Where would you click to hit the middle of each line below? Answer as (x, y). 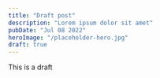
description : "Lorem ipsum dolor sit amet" (81, 23)
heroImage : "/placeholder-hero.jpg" (68, 37)
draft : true (28, 45)
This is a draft (30, 67)
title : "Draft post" (42, 15)
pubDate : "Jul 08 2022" (47, 30)
